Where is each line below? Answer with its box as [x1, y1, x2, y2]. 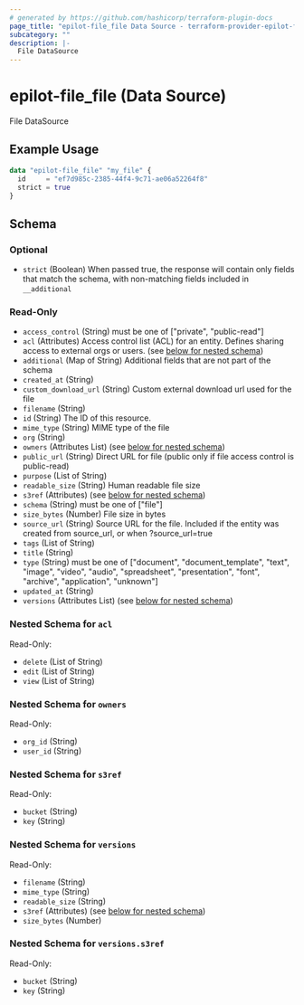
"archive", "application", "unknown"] [22, 576, 158, 587]
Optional [9, 243, 48, 256]
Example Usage [9, 142, 100, 157]
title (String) [22, 547, 74, 558]
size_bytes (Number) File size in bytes [22, 508, 166, 520]
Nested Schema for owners [9, 697, 127, 710]
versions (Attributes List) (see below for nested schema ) [22, 595, 233, 606]
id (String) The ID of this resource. [22, 412, 152, 423]
